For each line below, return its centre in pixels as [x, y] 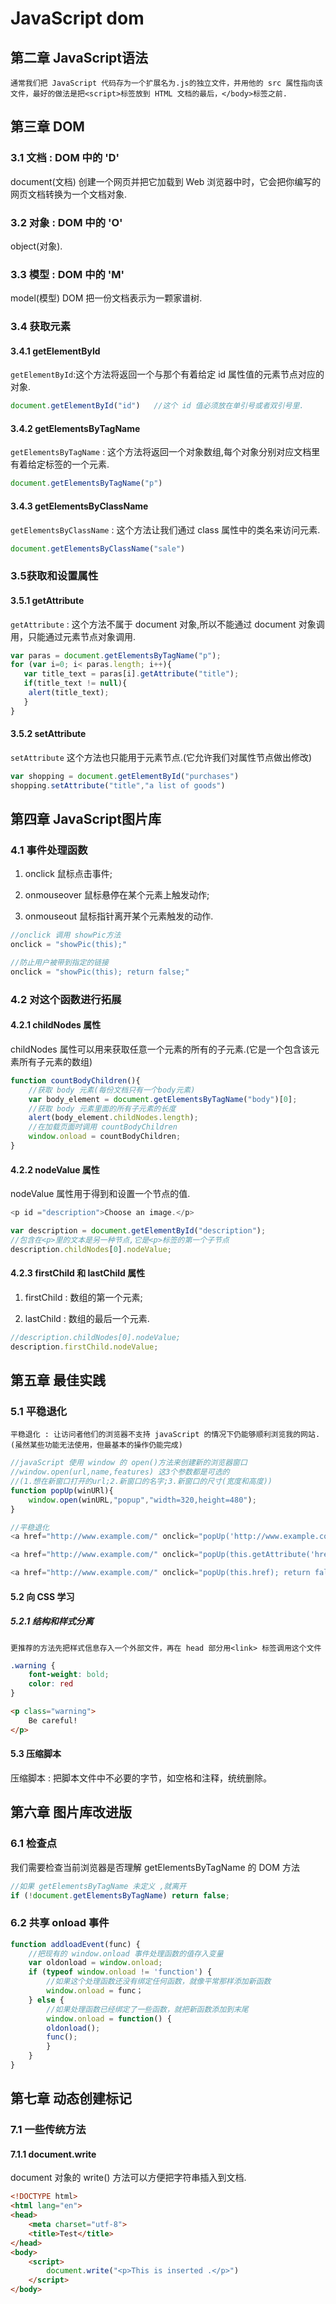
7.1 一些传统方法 [48, 2130]
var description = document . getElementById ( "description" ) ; [138, 1231]
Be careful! [53, 1720]
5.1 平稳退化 [39, 1411]
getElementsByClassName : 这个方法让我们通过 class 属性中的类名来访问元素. [165, 529]
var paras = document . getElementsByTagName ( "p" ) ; [116, 655]
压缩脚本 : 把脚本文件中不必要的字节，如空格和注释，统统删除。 [141, 1778]
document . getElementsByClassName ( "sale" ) [98, 548]
